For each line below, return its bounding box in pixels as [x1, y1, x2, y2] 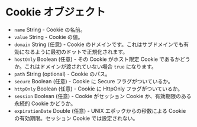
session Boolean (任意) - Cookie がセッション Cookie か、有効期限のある [14, 92, 192, 99]
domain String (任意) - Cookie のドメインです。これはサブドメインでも [14, 41, 184, 48]
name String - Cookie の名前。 [14, 26, 86, 33]
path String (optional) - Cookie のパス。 [14, 70, 111, 77]
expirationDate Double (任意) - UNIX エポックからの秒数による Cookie [14, 107, 186, 114]
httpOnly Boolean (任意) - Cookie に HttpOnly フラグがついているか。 [14, 85, 183, 92]
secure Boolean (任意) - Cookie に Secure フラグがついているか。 [14, 77, 173, 84]
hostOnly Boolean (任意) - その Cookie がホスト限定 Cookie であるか [14, 56, 180, 63]
